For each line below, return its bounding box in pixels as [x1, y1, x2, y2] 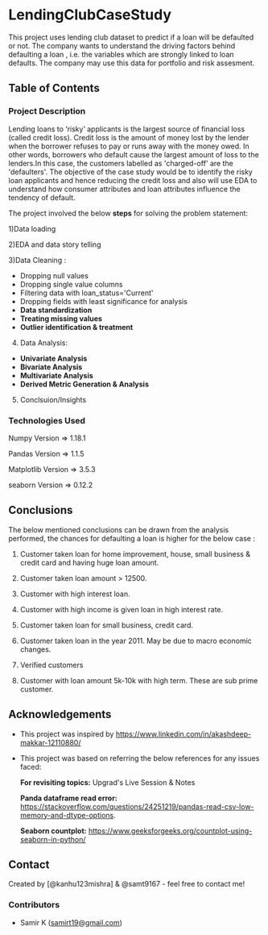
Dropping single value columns [19, 279, 123, 289]
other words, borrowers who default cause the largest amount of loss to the [8, 149, 259, 159]
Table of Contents [8, 81, 101, 95]
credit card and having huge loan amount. [19, 557, 159, 567]
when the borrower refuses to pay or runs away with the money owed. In [8, 141, 249, 151]
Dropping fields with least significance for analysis [19, 296, 188, 306]
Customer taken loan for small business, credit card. [19, 620, 194, 630]
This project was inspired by [19, 728, 114, 739]
